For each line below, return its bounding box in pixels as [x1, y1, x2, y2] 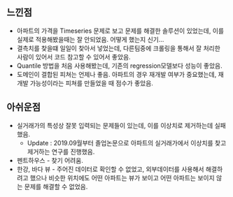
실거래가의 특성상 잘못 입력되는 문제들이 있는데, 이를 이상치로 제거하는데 [16, 121, 213, 129]
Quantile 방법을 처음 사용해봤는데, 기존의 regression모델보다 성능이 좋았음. [16, 61, 223, 70]
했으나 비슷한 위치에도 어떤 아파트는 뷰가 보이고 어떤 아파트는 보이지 [29, 173, 215, 182]
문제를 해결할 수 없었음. [24, 182, 88, 191]
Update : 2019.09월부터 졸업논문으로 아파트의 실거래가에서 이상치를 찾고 [27, 138, 227, 147]
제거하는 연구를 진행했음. [27, 147, 95, 156]
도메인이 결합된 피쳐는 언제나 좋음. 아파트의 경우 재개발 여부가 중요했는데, [16, 70, 217, 78]
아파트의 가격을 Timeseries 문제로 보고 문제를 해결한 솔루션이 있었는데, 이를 [16, 27, 225, 35]
